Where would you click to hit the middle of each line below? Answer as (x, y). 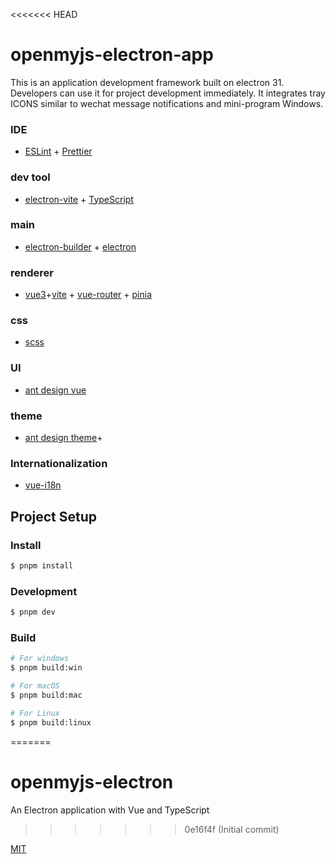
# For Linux (35, 713)
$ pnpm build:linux (51, 722)
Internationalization (59, 463)
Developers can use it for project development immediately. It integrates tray (168, 93)
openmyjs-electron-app (112, 55)
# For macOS (35, 686)
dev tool (30, 177)
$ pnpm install (42, 566)
